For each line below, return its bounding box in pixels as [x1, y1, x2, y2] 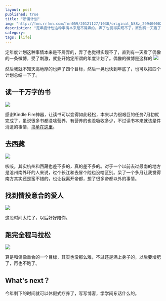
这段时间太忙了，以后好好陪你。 [5, 215, 70, 221]
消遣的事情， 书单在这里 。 [5, 123, 57, 129]
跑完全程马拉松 [5, 231, 51, 239]
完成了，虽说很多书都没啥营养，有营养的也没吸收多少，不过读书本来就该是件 [5, 118, 161, 123]
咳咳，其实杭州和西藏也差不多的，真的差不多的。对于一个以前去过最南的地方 [5, 163, 161, 169]
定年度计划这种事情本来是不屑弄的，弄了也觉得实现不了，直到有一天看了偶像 [5, 49, 161, 55]
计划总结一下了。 [5, 72, 40, 78]
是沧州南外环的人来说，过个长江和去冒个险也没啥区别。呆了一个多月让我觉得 [5, 169, 161, 175]
